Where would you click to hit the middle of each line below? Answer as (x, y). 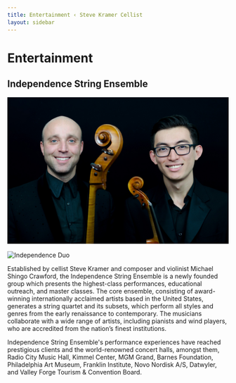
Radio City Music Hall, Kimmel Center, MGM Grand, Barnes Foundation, (110, 357)
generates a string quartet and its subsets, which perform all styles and (111, 306)
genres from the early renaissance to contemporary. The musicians (105, 314)
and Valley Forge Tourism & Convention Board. (75, 372)
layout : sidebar (31, 22)
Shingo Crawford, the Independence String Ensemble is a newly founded (113, 276)
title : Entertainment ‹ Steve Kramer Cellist (75, 15)
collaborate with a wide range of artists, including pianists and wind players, (117, 321)
